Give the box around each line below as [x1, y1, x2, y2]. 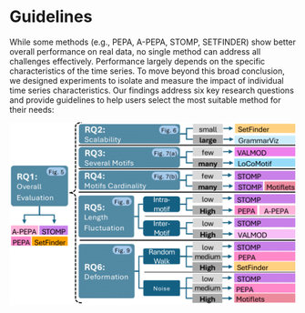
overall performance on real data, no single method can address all [9, 45, 261, 56]
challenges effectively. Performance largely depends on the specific [9, 56, 266, 66]
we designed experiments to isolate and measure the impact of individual [9, 75, 284, 86]
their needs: [9, 104, 55, 115]
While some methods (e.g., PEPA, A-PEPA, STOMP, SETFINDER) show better [9, 36, 297, 47]
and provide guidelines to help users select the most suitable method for [9, 94, 281, 106]
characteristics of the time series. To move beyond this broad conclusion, [9, 66, 285, 76]
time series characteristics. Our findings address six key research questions [9, 85, 294, 96]
